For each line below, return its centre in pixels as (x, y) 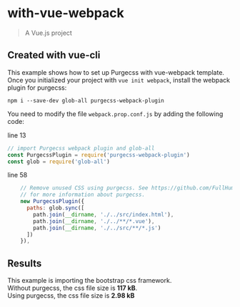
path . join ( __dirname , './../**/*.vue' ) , (94, 221)
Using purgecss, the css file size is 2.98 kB (71, 296)
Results (25, 263)
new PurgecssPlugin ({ (52, 202)
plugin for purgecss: (37, 88)
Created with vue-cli (54, 55)
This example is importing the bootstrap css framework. (90, 281)
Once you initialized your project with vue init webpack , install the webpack (119, 80)
